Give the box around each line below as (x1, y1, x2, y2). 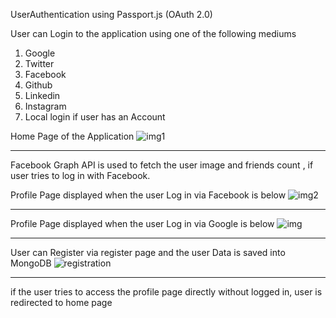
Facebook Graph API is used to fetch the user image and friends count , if (10, 159, 314, 171)
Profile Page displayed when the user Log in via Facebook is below (10, 189, 287, 201)
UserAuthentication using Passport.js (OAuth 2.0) (10, 9, 213, 20)
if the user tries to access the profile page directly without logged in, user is (10, 286, 323, 298)
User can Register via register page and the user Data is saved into (10, 247, 286, 258)
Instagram (24, 100, 67, 112)
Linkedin (24, 90, 61, 101)
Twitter (24, 58, 55, 69)
